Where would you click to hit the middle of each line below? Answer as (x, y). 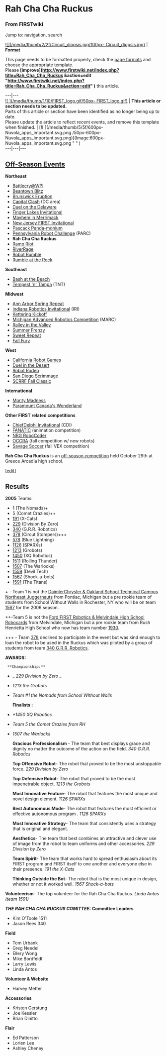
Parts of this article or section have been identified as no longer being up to (83, 111)
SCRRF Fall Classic (32, 381)
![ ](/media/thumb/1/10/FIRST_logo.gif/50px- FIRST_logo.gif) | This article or (83, 101)
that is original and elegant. (40, 829)
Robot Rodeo (26, 371)
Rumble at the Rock (32, 260)
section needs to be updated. (36, 106)
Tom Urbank (25, 943)
